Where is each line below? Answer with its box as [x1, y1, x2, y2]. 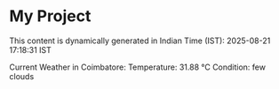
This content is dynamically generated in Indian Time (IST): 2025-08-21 [9, 35, 271, 46]
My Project [9, 6, 92, 26]
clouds [9, 70, 35, 81]
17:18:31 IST [9, 44, 52, 55]
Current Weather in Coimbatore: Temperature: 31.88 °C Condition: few [9, 62, 267, 72]
